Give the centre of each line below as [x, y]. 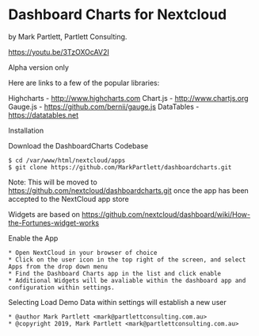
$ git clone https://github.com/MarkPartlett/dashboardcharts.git [120, 167]
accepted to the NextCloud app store [69, 199]
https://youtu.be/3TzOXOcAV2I [59, 52]
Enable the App [33, 238]
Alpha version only [39, 67]
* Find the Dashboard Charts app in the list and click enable [115, 273]
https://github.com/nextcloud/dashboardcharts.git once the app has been [129, 190]
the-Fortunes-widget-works [54, 222]
